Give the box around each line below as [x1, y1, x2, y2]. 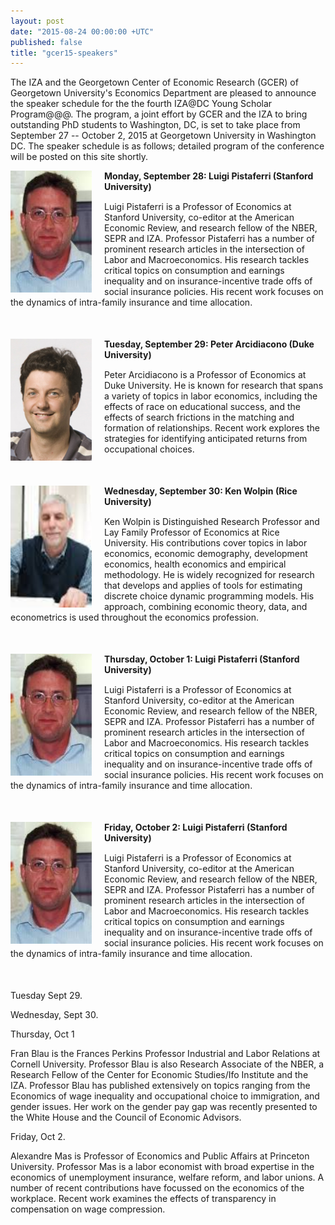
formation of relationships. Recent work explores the [104, 422, 320, 434]
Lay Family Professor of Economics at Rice [104, 526, 280, 539]
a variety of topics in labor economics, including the [104, 390, 318, 402]
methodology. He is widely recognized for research [104, 569, 315, 581]
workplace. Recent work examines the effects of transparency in [10, 1193, 277, 1205]
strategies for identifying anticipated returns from [104, 433, 308, 445]
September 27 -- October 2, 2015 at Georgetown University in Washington [10, 130, 317, 142]
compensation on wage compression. [10, 1203, 166, 1215]
